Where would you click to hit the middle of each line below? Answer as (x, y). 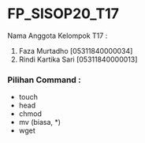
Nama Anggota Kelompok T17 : (58, 36)
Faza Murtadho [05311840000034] (76, 51)
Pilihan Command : (44, 80)
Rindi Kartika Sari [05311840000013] (78, 59)
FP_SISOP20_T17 (63, 14)
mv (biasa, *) (39, 122)
